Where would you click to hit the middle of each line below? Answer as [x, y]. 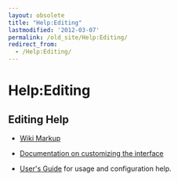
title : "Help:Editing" [45, 23]
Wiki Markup [40, 138]
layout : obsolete [36, 15]
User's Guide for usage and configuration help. [95, 168]
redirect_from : [33, 45]
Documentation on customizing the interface [91, 153]
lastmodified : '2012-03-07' [54, 30]
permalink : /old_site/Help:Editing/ [68, 37]
